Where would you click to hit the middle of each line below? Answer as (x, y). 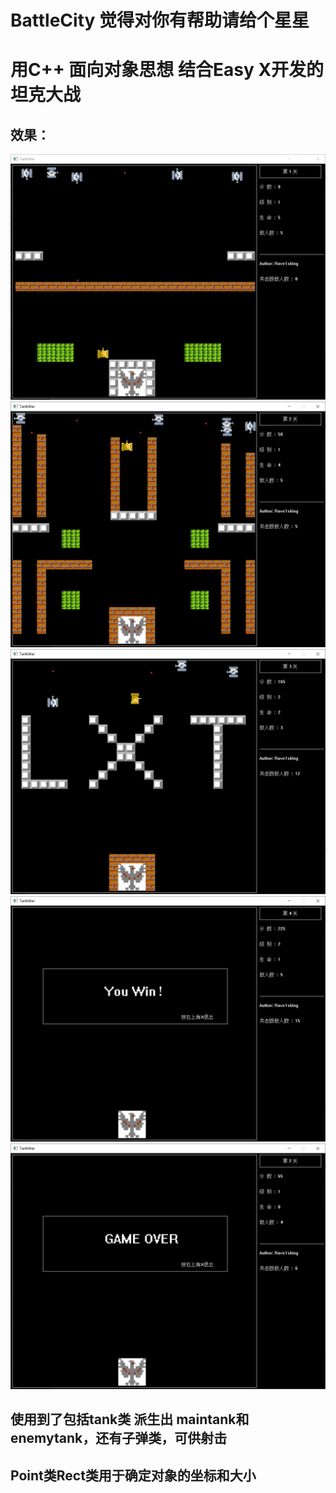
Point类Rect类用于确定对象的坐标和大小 (133, 1475)
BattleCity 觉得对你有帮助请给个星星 (160, 20)
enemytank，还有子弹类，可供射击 (119, 1438)
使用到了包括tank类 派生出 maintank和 (130, 1419)
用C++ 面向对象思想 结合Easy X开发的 (167, 70)
